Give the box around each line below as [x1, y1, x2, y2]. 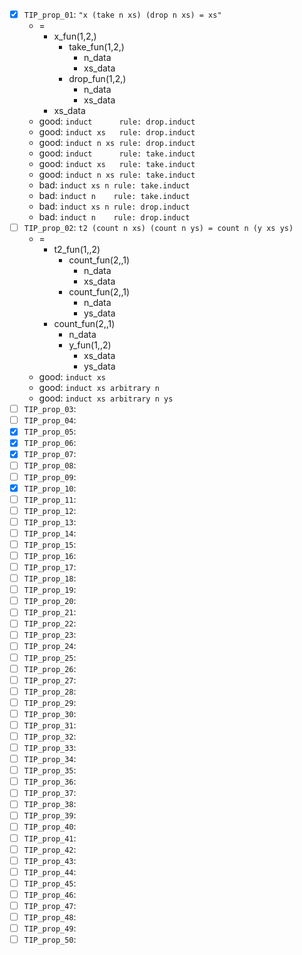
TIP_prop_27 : [23, 674, 77, 686]
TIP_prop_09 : [23, 470, 77, 483]
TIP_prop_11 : [23, 493, 77, 505]
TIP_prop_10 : [23, 482, 77, 494]
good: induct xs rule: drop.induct [38, 126, 196, 138]
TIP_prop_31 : [23, 719, 77, 731]
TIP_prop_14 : [23, 527, 77, 539]
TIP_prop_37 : [23, 787, 77, 799]
